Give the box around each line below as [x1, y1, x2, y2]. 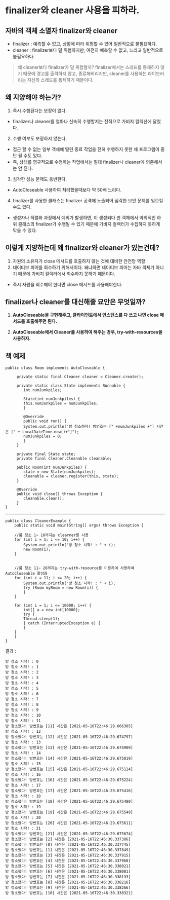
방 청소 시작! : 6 [5, 691, 39, 697]
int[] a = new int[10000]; [23, 608, 80, 613]
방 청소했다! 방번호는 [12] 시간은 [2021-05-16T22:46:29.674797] [5, 734, 133, 740]
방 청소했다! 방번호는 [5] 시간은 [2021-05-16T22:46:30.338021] [5, 864, 131, 869]
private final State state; [16, 452, 76, 457]
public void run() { [23, 419, 67, 424]
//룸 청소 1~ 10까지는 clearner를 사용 [14, 533, 89, 538]
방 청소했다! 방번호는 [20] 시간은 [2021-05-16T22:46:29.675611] [5, 820, 133, 826]
